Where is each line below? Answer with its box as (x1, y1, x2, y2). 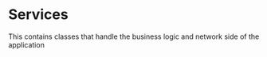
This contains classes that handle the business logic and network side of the (8, 32, 260, 41)
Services (8, 6, 69, 24)
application (8, 40, 45, 49)
